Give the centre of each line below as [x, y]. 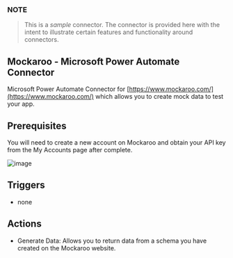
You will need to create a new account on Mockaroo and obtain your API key [116, 142]
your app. [21, 104]
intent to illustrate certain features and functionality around [109, 32]
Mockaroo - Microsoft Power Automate [94, 62]
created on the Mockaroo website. [66, 248]
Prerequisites [37, 126]
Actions [24, 224]
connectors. [41, 40]
